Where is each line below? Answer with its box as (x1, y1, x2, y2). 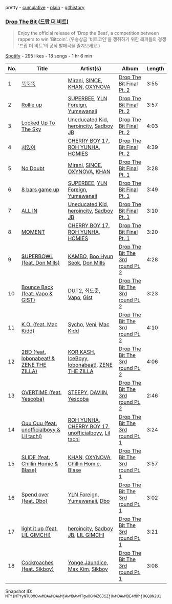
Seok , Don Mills (68, 259, 105, 267)
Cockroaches (21, 559, 54, 567)
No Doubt (21, 165, 45, 172)
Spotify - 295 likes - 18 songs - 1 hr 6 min (5, 53, 93, 59)
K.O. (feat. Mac (21, 321, 58, 328)
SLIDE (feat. (21, 454, 50, 461)
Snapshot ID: (5, 588, 33, 595)
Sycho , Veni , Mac (68, 321, 110, 328)
